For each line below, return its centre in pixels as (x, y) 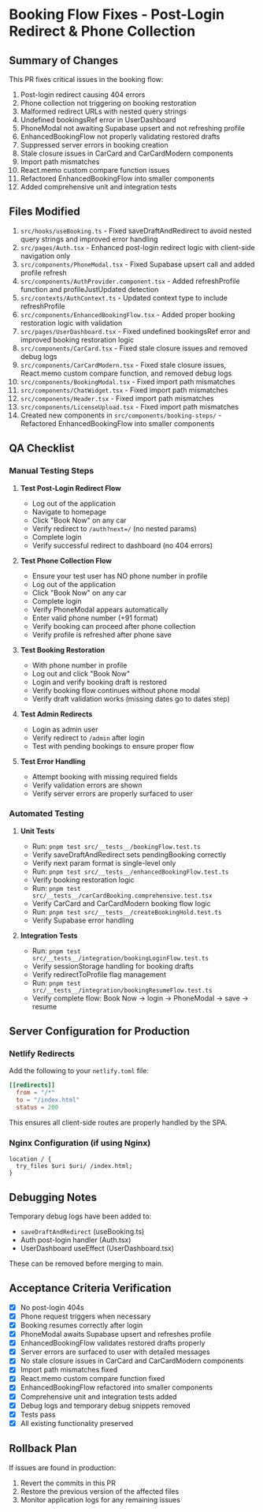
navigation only (45, 256)
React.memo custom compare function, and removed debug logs (126, 373)
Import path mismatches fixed (69, 1370)
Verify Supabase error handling (83, 920)
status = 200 (37, 1108)
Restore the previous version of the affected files (100, 1491)
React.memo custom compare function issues (95, 170)
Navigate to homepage (69, 511)
